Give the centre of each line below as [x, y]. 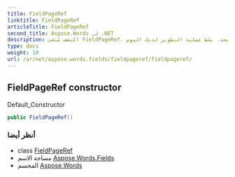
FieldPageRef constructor [64, 88]
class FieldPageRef [45, 150]
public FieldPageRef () [40, 117]
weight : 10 [23, 53]
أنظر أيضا [21, 135]
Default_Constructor [36, 104]
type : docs [23, 46]
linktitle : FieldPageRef [43, 20]
